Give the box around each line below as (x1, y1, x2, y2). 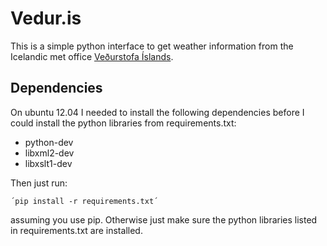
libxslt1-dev (24, 157, 73, 169)
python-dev (24, 136, 74, 148)
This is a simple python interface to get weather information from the (10, 40, 294, 52)
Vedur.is (10, 7, 82, 30)
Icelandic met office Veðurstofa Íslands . (10, 50, 174, 62)
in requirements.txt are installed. (10, 224, 143, 236)
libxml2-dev (24, 147, 75, 159)
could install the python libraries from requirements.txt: (10, 117, 237, 129)
